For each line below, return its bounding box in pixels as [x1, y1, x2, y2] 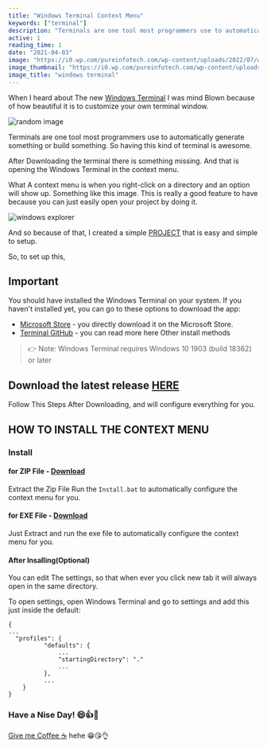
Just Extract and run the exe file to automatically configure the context [8, 528, 239, 538]
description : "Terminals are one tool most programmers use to [8, 26, 222, 34]
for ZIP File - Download [8, 467, 86, 476]
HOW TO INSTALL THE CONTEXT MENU [8, 423, 209, 437]
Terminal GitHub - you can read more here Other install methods [19, 328, 230, 338]
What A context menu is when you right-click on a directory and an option [8, 180, 250, 190]
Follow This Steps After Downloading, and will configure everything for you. [8, 400, 256, 409]
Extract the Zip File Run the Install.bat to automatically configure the [8, 484, 238, 494]
